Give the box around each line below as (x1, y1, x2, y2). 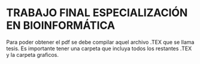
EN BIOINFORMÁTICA (6, 19, 116, 32)
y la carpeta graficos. (6, 51, 59, 58)
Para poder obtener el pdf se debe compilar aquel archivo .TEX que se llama (6, 38, 195, 45)
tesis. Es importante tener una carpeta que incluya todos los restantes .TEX (6, 45, 192, 52)
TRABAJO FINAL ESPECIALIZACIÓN (6, 6, 188, 20)
